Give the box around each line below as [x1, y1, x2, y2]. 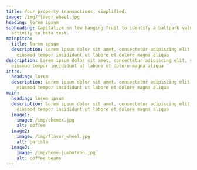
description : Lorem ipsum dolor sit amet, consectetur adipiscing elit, [6, 57, 188, 63]
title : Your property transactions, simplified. [6, 8, 127, 15]
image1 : [11, 112, 30, 117]
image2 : [11, 128, 30, 134]
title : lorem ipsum [11, 41, 59, 47]
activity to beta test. [11, 30, 69, 36]
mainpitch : [6, 36, 33, 41]
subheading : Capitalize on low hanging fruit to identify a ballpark [6, 25, 180, 31]
